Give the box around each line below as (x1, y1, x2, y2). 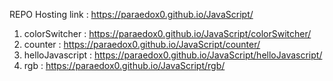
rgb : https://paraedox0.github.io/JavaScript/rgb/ (23, 60, 226, 71)
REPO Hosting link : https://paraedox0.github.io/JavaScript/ (9, 9, 254, 20)
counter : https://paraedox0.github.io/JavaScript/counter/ (23, 39, 261, 50)
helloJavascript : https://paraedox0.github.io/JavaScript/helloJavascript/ (23, 49, 323, 61)
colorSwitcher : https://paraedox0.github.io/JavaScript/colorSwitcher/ (23, 28, 312, 39)
